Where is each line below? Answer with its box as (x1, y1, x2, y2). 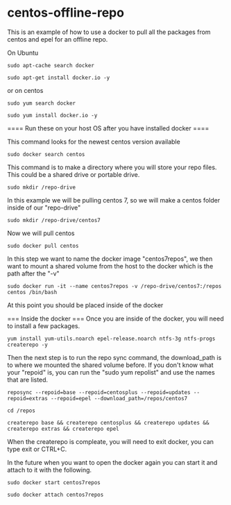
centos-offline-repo (7, 5, 125, 21)
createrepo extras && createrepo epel (7, 425, 119, 432)
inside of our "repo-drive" (7, 203, 81, 212)
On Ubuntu (7, 49, 39, 57)
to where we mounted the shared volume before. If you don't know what (7, 361, 214, 369)
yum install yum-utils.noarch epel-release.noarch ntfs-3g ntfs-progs (7, 335, 216, 342)
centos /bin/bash (7, 289, 58, 296)
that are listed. (7, 375, 49, 384)
